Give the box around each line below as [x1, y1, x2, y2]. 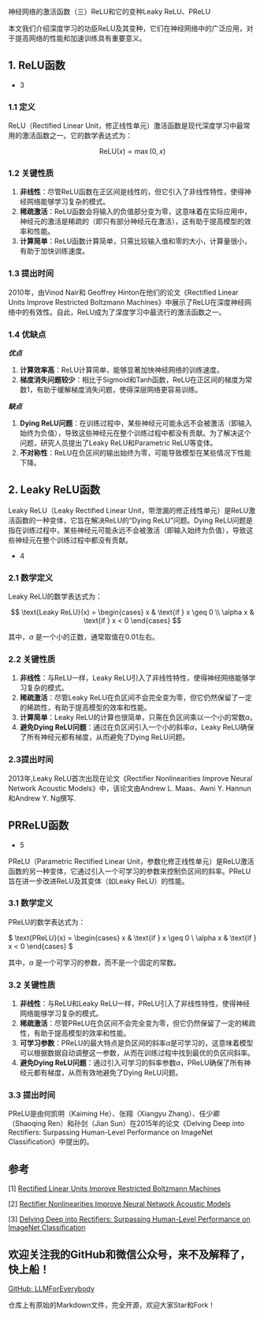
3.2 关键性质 [8, 979, 56, 990]
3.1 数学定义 [8, 898, 54, 909]
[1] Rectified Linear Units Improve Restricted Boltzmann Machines [8, 1184, 221, 1194]
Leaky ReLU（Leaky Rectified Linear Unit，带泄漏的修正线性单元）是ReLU [8, 505, 249, 515]
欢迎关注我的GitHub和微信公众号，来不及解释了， [8, 1248, 251, 1261]
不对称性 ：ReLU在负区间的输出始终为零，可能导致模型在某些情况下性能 [19, 448, 252, 457]
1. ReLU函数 [8, 58, 65, 73]
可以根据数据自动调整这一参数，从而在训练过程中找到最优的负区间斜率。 [19, 1049, 255, 1058]
